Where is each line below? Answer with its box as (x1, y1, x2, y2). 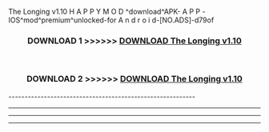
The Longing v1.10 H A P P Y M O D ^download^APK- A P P (8, 7, 201, 16)
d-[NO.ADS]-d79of (151, 15, 215, 25)
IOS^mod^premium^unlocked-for (8, 15, 117, 25)
